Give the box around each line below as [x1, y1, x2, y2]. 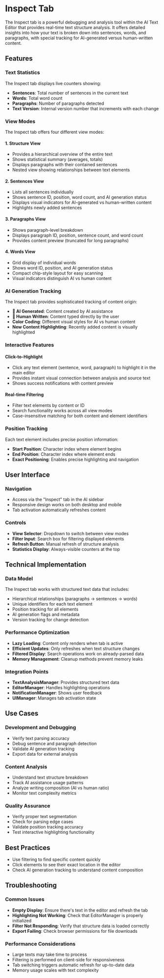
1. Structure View [5, 140, 41, 146]
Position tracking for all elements [12, 606, 79, 612]
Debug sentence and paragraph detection [12, 740, 97, 746]
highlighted [12, 329, 35, 335]
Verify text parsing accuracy [12, 735, 70, 741]
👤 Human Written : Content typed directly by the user [12, 313, 119, 320]
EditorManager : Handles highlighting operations [12, 684, 110, 690]
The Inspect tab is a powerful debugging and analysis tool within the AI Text [5, 19, 158, 25]
